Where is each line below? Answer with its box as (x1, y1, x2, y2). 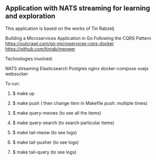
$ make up (12, 90, 35, 96)
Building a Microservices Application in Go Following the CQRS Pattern (5, 35, 151, 41)
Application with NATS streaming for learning (5, 4, 150, 13)
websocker (5, 71, 29, 77)
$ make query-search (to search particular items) (12, 120, 114, 126)
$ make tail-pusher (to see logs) (12, 139, 79, 145)
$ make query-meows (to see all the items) (12, 110, 101, 116)
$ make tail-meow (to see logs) (12, 129, 77, 135)
